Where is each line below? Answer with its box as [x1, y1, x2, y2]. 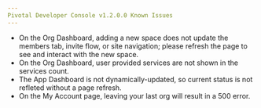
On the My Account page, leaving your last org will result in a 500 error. [18, 91, 251, 100]
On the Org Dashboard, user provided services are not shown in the [18, 58, 239, 67]
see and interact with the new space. [18, 49, 139, 59]
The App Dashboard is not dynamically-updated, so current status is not [18, 74, 253, 84]
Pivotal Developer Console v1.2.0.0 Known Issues [7, 11, 174, 20]
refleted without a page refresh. [18, 83, 123, 92]
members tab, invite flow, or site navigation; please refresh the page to [18, 41, 248, 51]
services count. [18, 66, 70, 75]
